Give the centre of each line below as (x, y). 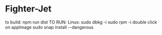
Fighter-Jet (28, 9)
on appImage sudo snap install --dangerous (49, 27)
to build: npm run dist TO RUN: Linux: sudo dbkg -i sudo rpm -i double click (81, 22)
